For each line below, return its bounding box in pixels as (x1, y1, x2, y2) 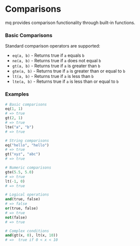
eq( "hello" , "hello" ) (5, 143, 49, 148)
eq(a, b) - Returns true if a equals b (12, 52, 85, 58)
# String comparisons (5, 138, 49, 143)
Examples (5, 91, 29, 98)
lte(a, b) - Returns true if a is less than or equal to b (12, 78, 119, 84)
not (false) (5, 215, 27, 220)
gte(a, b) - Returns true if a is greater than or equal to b (12, 68, 126, 74)
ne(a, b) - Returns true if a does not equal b (12, 58, 101, 64)
